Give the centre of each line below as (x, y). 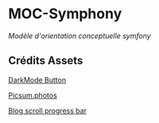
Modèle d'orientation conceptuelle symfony (79, 36)
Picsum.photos (33, 95)
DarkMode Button (37, 79)
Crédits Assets (46, 61)
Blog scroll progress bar (48, 110)
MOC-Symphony (65, 14)
